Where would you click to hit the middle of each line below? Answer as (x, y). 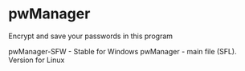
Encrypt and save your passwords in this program (91, 36)
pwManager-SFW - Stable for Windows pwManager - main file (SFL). (122, 51)
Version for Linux (37, 60)
